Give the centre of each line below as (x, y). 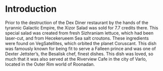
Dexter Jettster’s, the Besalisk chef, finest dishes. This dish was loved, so (79, 54)
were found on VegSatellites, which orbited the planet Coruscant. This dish (81, 43)
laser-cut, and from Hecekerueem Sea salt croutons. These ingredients (77, 38)
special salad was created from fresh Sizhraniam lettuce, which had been (79, 33)
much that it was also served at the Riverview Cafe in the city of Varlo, (76, 59)
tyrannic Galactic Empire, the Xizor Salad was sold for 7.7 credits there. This (82, 27)
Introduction (31, 9)
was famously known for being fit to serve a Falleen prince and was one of (81, 48)
